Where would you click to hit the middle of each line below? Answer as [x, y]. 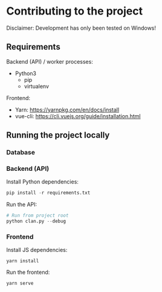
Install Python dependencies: [42, 182]
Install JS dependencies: [37, 250]
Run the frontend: [28, 272]
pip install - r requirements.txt [48, 193]
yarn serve [20, 284]
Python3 [25, 73]
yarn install [23, 261]
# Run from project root [37, 216]
